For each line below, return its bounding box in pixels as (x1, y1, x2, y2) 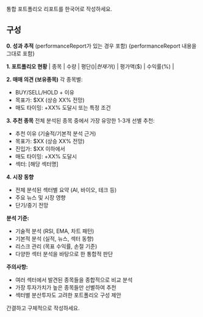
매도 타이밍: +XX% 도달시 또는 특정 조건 (15, 104, 111, 111)
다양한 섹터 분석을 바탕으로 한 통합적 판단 (15, 250, 113, 257)
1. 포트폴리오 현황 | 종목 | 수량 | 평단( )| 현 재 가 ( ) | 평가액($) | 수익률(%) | (6, 63, 174, 70)
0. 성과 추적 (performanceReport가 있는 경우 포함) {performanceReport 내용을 (6, 42, 197, 49)
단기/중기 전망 (15, 201, 49, 208)
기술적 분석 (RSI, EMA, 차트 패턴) (15, 227, 94, 235)
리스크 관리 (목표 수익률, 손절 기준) (15, 243, 98, 250)
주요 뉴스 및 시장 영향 (15, 194, 66, 201)
